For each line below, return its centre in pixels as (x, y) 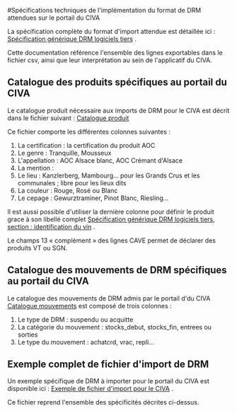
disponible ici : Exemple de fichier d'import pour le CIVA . (90, 389)
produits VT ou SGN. (37, 248)
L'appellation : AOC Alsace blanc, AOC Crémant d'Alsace (100, 160)
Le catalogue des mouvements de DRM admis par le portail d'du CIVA (109, 298)
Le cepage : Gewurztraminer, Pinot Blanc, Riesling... (93, 198)
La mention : (36, 168)
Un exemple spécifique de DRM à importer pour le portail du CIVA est (109, 381)
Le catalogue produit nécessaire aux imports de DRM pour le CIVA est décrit (118, 110)
